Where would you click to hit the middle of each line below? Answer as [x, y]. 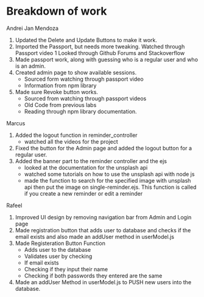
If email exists [41, 262]
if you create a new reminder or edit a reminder [83, 193]
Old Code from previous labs [60, 105]
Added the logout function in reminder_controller [76, 135]
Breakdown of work [57, 11]
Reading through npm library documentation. [80, 111]
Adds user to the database [58, 249]
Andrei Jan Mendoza [33, 28]
